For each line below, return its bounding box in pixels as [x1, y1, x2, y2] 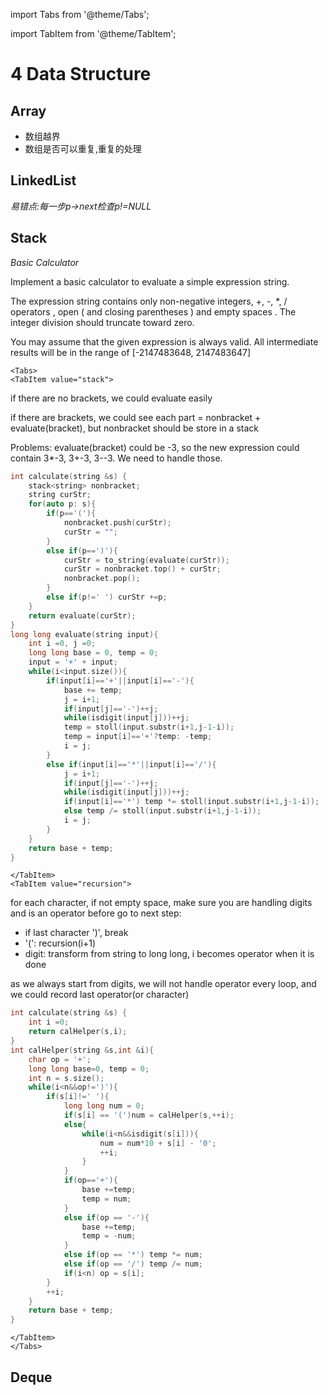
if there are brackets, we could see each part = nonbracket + [10, 411, 262, 423]
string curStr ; [28, 490, 92, 500]
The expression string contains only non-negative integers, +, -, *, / [10, 295, 288, 307]
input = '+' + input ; [28, 657, 118, 668]
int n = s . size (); [28, 1073, 105, 1083]
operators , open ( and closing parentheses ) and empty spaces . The [10, 305, 297, 318]
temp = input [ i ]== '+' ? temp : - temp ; [63, 732, 213, 742]
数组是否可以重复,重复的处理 [24, 143, 142, 154]
